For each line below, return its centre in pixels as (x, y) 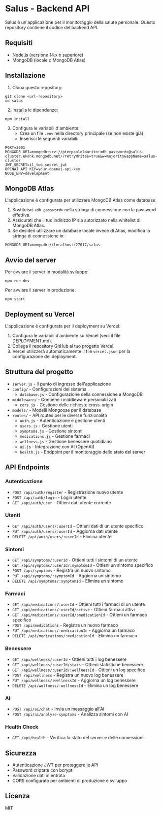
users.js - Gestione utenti (46, 425)
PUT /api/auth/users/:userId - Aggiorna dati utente (65, 531)
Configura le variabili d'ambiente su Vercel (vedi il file (66, 336)
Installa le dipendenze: (35, 110)
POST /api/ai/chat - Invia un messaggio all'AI (58, 709)
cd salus (14, 101)
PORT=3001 (15, 147)
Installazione (25, 76)
